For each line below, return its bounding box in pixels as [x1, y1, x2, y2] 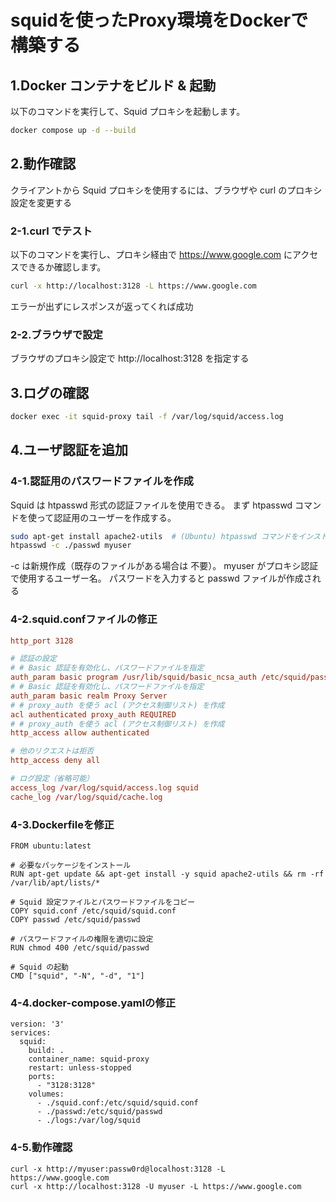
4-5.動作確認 [10, 1141, 73, 1155]
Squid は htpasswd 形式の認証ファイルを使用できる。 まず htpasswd [10, 499, 293, 511]
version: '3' [10, 1019, 65, 1030]
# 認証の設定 [10, 654, 57, 664]
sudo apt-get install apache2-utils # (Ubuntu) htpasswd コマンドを [10, 531, 299, 541]
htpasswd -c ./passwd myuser [10, 541, 132, 551]
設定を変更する [10, 196, 72, 208]
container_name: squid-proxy [28, 1054, 150, 1065]
